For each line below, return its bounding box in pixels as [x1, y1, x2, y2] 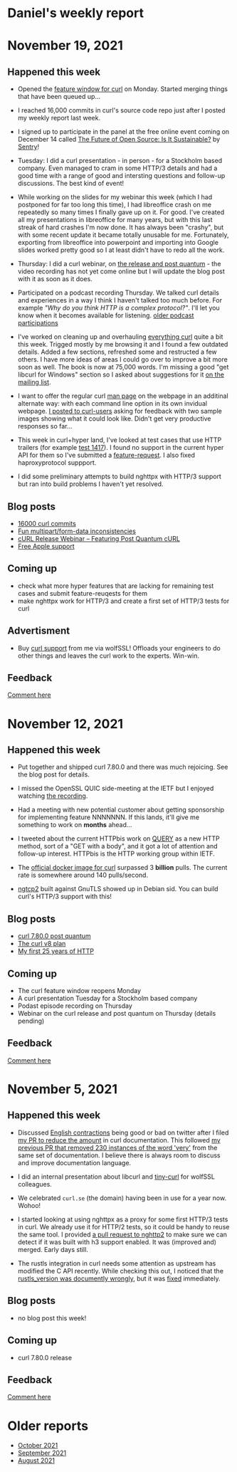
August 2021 [17, 1456, 56, 1465]
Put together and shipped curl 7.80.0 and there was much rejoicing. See [17, 763, 228, 772]
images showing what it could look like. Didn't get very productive [17, 414, 211, 423]
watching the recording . [17, 792, 88, 800]
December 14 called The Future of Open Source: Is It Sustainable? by [17, 135, 221, 144]
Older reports [7, 1418, 89, 1434]
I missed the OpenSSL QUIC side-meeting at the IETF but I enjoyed [17, 784, 214, 793]
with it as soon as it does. [17, 275, 93, 283]
